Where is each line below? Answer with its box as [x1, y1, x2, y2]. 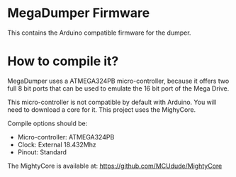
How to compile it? [7, 53, 119, 69]
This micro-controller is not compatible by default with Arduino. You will [7, 98, 217, 106]
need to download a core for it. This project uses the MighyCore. [7, 105, 196, 114]
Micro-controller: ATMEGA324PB [17, 132, 115, 141]
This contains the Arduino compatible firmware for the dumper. [7, 28, 191, 37]
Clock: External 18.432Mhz [17, 140, 97, 149]
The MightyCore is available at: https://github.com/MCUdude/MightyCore [7, 161, 223, 170]
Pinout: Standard [17, 147, 67, 156]
